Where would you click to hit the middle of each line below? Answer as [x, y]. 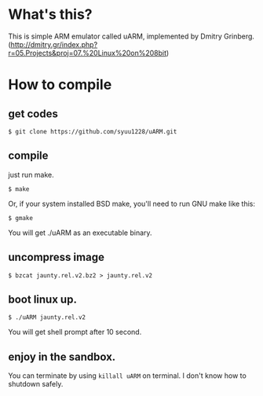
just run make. [31, 174]
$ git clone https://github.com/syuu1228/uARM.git [93, 131]
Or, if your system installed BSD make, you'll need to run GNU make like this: [132, 203]
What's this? [50, 15]
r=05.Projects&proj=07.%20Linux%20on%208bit [88, 53]
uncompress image [56, 257]
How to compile [60, 85]
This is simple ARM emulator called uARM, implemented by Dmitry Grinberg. [131, 36]
